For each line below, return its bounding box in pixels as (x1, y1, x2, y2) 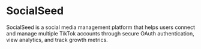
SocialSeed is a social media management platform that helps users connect (6, 24, 196, 31)
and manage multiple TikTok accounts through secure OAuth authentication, (6, 30, 194, 37)
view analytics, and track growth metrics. (6, 36, 108, 43)
